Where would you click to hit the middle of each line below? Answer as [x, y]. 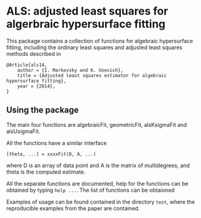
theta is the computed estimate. [46, 172]
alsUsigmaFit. [23, 131]
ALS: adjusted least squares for [87, 11]
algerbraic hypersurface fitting [86, 24]
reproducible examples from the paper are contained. [73, 208]
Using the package [43, 110]
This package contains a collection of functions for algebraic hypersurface [100, 41]
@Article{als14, [27, 65]
